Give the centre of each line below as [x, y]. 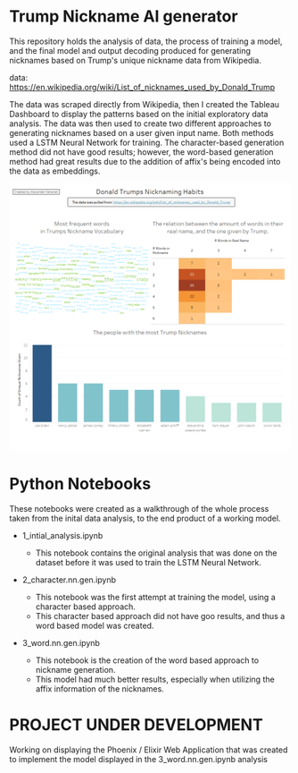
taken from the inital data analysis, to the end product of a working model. [145, 518]
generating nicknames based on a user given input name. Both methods [141, 132]
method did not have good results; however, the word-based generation [141, 152]
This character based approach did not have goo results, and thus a [160, 616]
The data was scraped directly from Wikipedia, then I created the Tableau [144, 104]
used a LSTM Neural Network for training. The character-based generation [147, 142]
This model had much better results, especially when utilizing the [155, 680]
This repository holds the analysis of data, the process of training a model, [146, 41]
